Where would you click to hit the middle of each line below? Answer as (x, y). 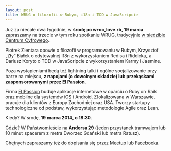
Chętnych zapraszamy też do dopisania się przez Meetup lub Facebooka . (82, 143)
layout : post (19, 10)
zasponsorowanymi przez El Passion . (46, 82)
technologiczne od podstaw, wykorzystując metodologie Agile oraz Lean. (82, 108)
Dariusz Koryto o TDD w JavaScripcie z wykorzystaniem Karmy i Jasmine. (83, 61)
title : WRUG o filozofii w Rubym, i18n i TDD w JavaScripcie (72, 15)
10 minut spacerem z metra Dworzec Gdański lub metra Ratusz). (73, 133)
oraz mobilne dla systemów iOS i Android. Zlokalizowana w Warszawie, (80, 97)
